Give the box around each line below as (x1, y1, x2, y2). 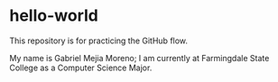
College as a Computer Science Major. (9, 62, 153, 73)
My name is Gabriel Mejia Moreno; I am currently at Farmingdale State (9, 52, 270, 63)
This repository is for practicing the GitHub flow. (9, 35, 188, 46)
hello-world (9, 5, 99, 26)
